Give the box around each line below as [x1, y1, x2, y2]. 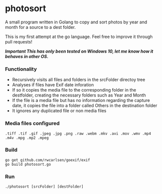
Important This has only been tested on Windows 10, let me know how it [5, 48, 153, 54]
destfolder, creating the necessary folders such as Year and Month [12, 92, 146, 98]
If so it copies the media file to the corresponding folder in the [12, 87, 136, 93]
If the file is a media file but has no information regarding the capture [12, 97, 150, 103]
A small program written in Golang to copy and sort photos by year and [5, 19, 147, 25]
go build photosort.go [5, 162, 51, 167]
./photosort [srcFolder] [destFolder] [5, 184, 84, 189]
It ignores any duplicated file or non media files [12, 108, 107, 114]
